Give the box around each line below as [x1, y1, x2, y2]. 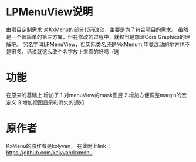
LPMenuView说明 [6, 5, 93, 19]
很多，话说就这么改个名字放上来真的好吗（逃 [11, 48, 119, 55]
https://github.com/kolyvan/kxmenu [6, 148, 93, 156]
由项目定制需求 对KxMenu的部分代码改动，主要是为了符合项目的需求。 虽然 [6, 26, 189, 33]
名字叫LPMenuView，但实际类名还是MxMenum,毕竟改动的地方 [28, 41, 180, 48]
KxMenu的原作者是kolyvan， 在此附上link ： [6, 142, 113, 149]
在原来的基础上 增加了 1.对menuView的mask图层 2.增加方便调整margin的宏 [6, 91, 187, 98]
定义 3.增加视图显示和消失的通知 [6, 98, 85, 106]
